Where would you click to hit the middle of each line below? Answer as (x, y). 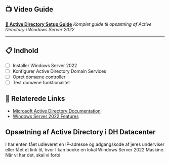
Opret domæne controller (39, 77)
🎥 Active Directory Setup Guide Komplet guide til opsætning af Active (78, 24)
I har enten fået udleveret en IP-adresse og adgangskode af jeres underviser (85, 144)
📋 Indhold (22, 51)
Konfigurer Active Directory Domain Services (59, 71)
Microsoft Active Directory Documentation (57, 111)
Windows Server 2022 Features (46, 116)
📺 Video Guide (29, 9)
